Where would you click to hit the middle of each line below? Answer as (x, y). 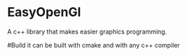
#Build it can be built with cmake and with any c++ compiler (93, 45)
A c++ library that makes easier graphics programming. (87, 31)
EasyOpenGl (44, 12)
